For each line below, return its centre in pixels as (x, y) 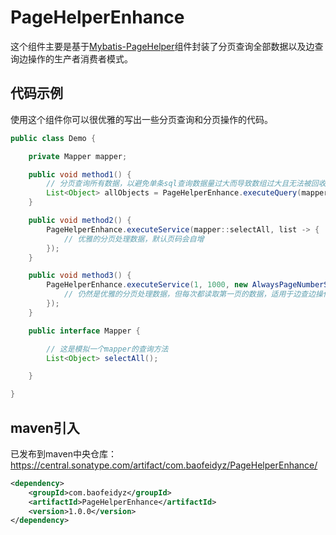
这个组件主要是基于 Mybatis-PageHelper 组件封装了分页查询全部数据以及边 (162, 46)
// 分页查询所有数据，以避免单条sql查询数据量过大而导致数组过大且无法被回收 (186, 184)
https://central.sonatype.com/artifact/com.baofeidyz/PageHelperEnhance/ (164, 465)
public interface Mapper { (84, 331)
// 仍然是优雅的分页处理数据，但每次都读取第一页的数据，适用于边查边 (189, 294)
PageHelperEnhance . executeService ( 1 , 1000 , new (147, 285)
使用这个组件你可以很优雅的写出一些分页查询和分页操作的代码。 (141, 119)
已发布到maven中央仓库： (63, 453)
